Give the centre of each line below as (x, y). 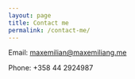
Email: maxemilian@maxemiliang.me (67, 53)
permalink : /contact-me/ (49, 30)
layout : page (30, 15)
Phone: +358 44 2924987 (51, 68)
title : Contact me (39, 23)
